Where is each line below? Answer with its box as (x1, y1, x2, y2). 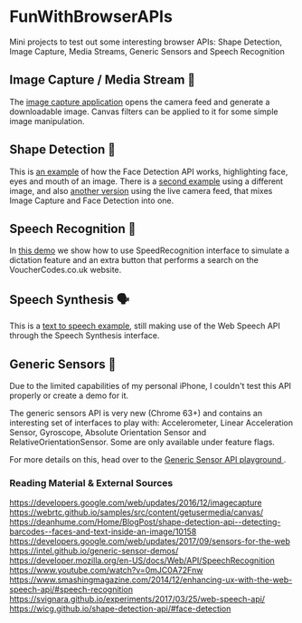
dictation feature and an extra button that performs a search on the (9, 255, 260, 266)
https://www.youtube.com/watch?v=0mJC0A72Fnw (9, 565, 203, 576)
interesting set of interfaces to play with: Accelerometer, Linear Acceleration (9, 417, 294, 428)
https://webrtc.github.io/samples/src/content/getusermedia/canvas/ (9, 507, 264, 518)
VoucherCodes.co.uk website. (9, 265, 122, 276)
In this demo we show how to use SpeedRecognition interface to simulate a (9, 245, 289, 256)
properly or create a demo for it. (9, 390, 129, 401)
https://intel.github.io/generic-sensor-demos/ (9, 546, 179, 557)
